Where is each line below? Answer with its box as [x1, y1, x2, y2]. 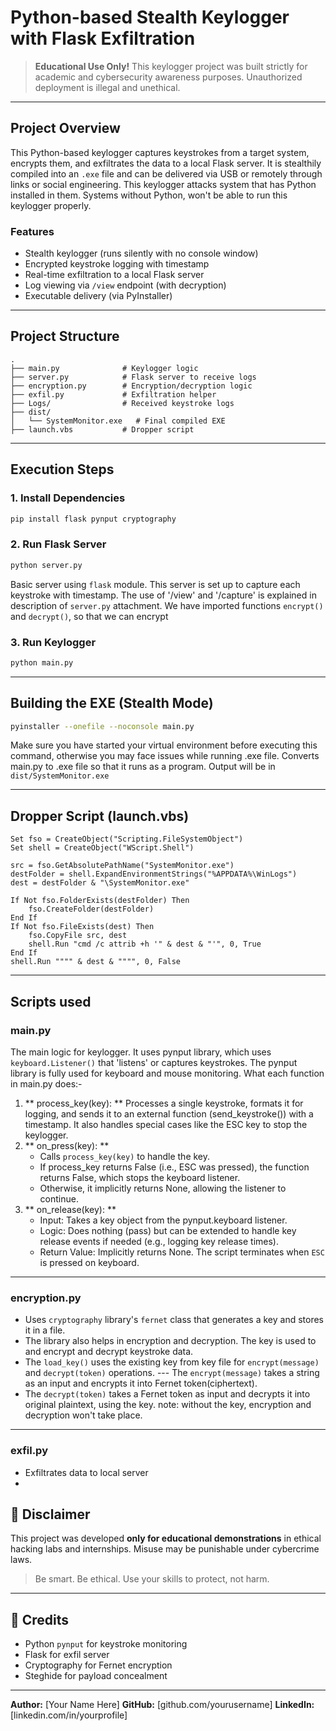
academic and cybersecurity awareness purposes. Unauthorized [34, 71, 303, 83]
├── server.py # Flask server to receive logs [10, 372, 257, 382]
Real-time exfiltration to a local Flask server [24, 269, 205, 281]
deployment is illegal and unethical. [34, 81, 181, 93]
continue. [39, 1192, 79, 1205]
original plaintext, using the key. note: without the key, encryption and [24, 1399, 312, 1411]
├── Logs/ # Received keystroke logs [10, 398, 235, 408]
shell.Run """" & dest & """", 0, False [10, 957, 182, 967]
